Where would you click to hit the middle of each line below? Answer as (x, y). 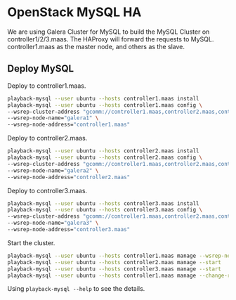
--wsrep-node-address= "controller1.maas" (69, 125)
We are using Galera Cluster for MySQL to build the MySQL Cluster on (109, 32)
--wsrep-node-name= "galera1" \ (53, 118)
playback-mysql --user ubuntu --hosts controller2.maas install (103, 151)
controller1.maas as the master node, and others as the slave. (96, 46)
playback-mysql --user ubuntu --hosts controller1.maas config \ (105, 105)
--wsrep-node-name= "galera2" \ (53, 170)
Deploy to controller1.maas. (47, 86)
